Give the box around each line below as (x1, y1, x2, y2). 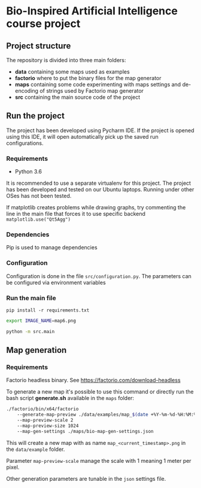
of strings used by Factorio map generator (39, 87, 144, 94)
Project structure (6, 41, 71, 51)
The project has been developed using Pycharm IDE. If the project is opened (6, 127, 194, 134)
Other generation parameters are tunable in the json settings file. (6, 475, 166, 482)
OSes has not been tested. (6, 193, 72, 200)
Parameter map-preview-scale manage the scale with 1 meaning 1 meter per (6, 457, 191, 464)
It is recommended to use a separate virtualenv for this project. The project (6, 179, 191, 187)
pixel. (6, 463, 20, 471)
